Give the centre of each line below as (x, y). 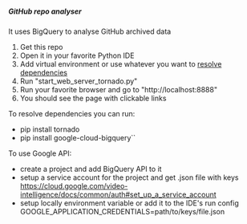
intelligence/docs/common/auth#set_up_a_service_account (118, 194)
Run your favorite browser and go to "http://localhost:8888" (119, 89)
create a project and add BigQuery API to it (91, 169)
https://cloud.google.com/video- (74, 185)
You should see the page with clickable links (93, 98)
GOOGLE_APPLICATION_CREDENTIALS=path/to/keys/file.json (122, 211)
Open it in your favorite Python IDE (77, 55)
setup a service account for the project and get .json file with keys (129, 177)
